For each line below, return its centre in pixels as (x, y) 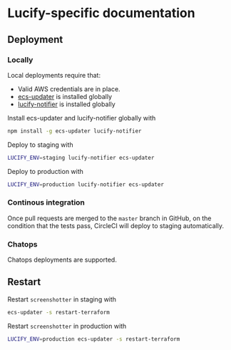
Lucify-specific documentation (101, 13)
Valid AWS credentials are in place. (69, 89)
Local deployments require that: (54, 75)
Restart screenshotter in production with (67, 326)
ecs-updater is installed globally (65, 96)
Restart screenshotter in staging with (62, 299)
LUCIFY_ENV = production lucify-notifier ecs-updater (86, 184)
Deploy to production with (46, 171)
